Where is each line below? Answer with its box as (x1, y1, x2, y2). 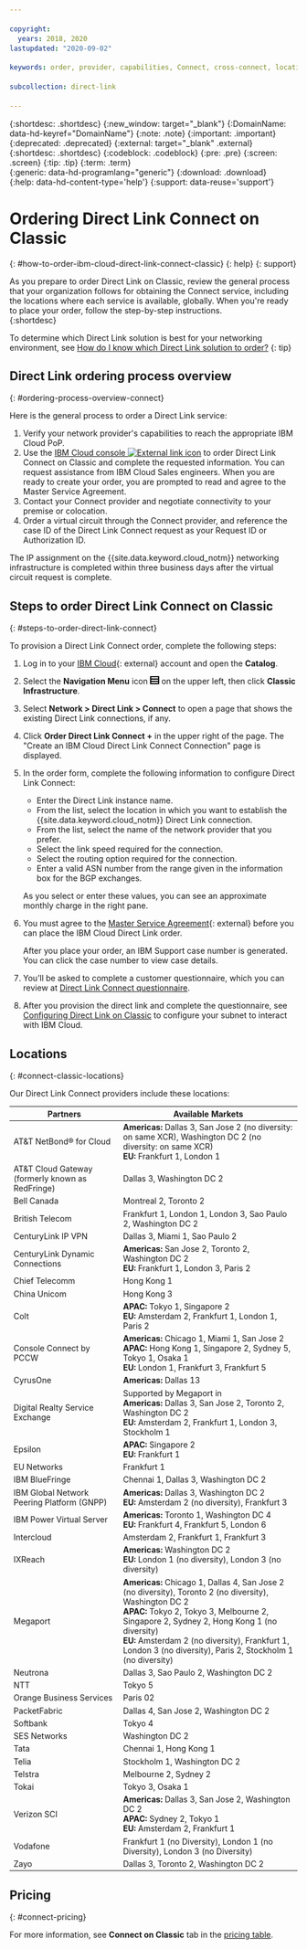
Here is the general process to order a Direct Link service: (9, 410, 228, 421)
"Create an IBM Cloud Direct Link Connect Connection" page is (22, 740, 261, 751)
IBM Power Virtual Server (13, 1514, 108, 1525)
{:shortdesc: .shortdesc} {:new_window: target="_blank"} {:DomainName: (9, 118, 287, 129)
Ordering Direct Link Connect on (9, 208, 260, 228)
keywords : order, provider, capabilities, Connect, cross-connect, (9, 63, 272, 72)
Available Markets (173, 1108, 244, 1119)
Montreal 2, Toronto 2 (122, 1195, 206, 1206)
